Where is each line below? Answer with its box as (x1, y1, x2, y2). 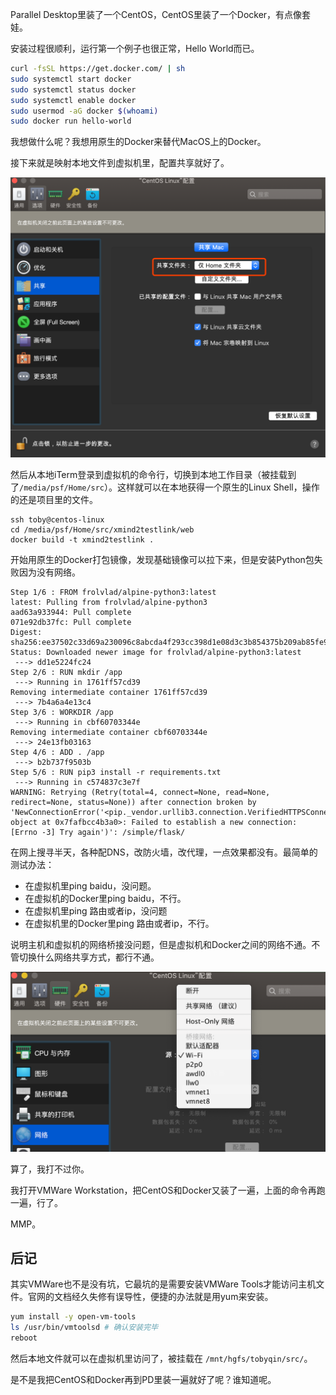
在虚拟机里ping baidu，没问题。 (24, 880, 157, 892)
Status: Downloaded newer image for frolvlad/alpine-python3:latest (10, 648, 302, 658)
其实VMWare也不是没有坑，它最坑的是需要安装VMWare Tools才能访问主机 (10, 1278, 317, 1290)
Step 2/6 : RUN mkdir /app (10, 668, 123, 678)
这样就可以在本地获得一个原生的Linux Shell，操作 (117, 481, 320, 493)
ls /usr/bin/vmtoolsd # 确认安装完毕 (10, 1323, 159, 1333)
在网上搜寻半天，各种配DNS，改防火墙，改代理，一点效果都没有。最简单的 (10, 846, 318, 858)
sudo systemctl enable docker (10, 95, 137, 105)
